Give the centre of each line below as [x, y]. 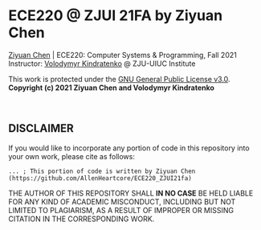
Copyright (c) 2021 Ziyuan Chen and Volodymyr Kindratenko [112, 88]
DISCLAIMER [41, 128]
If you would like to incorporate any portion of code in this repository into [129, 148]
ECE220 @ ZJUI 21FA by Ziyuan [116, 16]
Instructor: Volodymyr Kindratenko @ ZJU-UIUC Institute [102, 64]
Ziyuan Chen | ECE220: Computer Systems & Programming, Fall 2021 [122, 55]
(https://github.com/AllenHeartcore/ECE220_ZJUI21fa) [100, 178]
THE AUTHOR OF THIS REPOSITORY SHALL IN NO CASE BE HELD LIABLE [131, 193]
